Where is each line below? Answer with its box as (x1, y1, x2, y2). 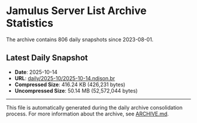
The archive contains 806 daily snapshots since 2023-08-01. (6, 36, 154, 43)
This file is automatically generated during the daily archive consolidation (6, 104, 183, 111)
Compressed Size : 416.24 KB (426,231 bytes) (14, 81, 125, 88)
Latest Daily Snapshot (6, 53, 88, 63)
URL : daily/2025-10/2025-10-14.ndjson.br (14, 74, 116, 81)
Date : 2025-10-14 (14, 69, 57, 76)
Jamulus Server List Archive (6, 4, 147, 18)
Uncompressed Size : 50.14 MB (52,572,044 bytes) (14, 87, 138, 94)
